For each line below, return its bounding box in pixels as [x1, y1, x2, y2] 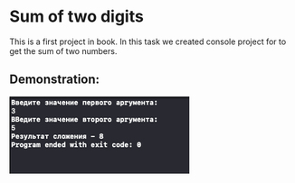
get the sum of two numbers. [9, 45, 118, 56]
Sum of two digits [9, 6, 145, 27]
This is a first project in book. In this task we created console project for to [9, 36, 287, 47]
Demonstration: [9, 72, 100, 87]
